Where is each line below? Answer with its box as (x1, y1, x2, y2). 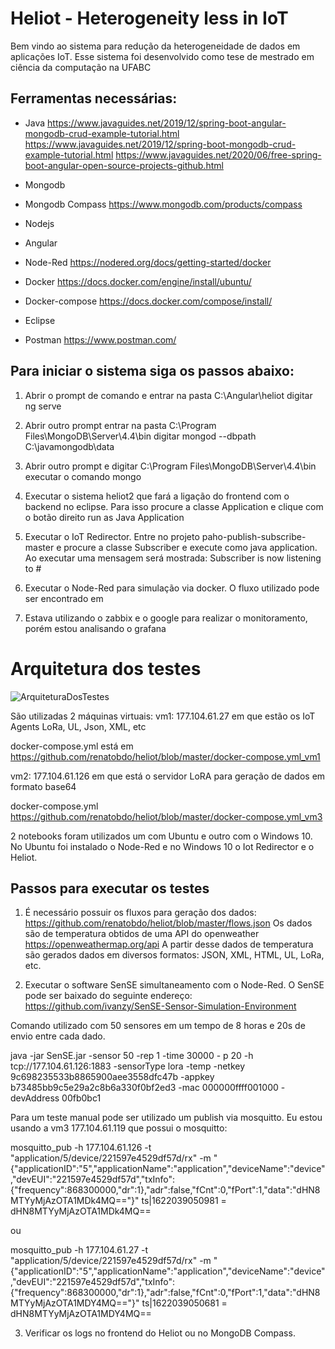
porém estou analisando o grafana (24, 622, 167, 634)
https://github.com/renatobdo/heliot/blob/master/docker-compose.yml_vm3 (10, 810, 323, 822)
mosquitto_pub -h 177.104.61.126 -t (10, 1142, 152, 1154)
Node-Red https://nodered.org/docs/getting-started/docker (24, 256, 272, 268)
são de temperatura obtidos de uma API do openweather (24, 928, 260, 940)
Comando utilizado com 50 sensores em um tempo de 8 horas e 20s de (10, 1020, 306, 1032)
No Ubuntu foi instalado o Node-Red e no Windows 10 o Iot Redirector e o (10, 840, 315, 852)
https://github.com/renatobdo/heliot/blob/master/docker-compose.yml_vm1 (10, 750, 321, 762)
